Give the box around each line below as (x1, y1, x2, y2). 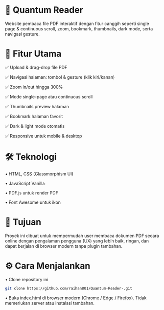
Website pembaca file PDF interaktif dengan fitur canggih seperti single (5, 21, 149, 26)
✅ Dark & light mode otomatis (5, 123, 65, 129)
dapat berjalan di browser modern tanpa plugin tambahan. (5, 243, 122, 249)
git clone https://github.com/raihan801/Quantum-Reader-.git (5, 286, 133, 291)
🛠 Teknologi (5, 151, 57, 163)
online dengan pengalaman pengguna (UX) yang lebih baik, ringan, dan (5, 238, 149, 244)
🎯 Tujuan (5, 216, 42, 227)
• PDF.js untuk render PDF (5, 190, 59, 195)
